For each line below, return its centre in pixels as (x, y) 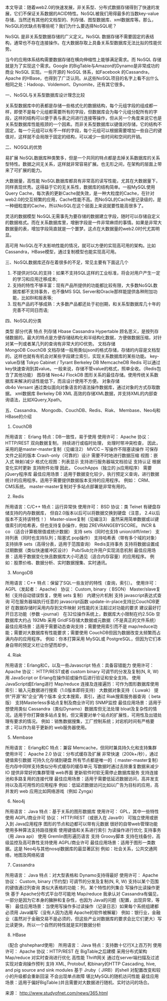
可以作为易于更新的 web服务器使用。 (51, 727)
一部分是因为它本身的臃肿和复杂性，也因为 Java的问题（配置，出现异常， (80, 900)
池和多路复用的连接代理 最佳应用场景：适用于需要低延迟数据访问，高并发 (80, 779)
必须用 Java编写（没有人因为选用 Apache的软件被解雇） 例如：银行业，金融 (83, 912)
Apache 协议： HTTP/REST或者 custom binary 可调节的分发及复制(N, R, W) (82, 671)
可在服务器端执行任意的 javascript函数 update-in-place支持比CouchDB (83, 601)
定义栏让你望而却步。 (48, 645)
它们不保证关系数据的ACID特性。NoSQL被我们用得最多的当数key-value (86, 13)
